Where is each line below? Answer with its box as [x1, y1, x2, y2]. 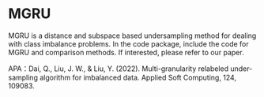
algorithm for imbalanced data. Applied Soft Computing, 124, [39, 73, 237, 82]
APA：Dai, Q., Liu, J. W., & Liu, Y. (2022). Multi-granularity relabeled [8, 64, 229, 73]
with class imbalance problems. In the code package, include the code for [8, 39, 249, 48]
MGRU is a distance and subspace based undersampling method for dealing [8, 31, 257, 40]
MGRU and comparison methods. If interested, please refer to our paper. [8, 47, 244, 57]
